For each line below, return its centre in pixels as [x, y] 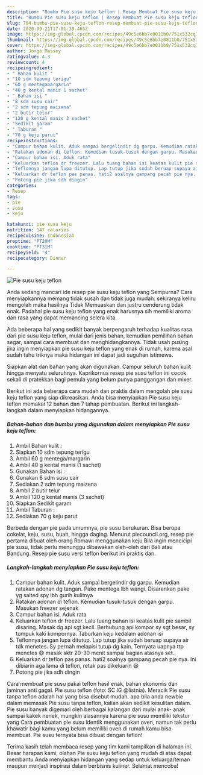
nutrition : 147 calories [38, 230]
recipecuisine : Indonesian [41, 236]
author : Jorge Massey [34, 51]
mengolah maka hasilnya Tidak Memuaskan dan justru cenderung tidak [95, 305]
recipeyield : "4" [29, 253]
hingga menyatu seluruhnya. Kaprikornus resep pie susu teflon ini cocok [97, 373]
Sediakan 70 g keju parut [46, 516]
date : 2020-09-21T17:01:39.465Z [47, 29]
